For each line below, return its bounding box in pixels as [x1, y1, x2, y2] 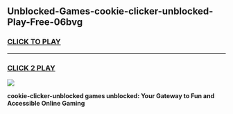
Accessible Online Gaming [7, 99, 85, 107]
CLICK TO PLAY [7, 37, 61, 47]
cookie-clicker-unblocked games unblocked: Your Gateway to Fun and [7, 91, 215, 99]
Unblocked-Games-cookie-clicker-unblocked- [7, 6, 214, 17]
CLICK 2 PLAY [7, 63, 55, 73]
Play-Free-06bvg [7, 17, 83, 28]
